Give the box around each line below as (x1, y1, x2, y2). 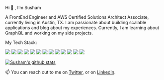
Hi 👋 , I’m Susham (5, 5, 41, 10)
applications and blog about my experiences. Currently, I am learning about (5, 25, 160, 31)
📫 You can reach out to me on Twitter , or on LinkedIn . (5, 69, 116, 75)
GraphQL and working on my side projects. (5, 30, 93, 36)
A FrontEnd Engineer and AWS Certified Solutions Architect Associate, (5, 14, 149, 20)
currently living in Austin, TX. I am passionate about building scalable (5, 20, 147, 25)
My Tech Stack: (5, 40, 37, 45)
